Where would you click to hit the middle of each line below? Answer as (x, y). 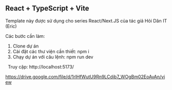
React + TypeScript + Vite (47, 8)
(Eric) (11, 26)
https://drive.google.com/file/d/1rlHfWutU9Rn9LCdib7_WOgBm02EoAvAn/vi (85, 77)
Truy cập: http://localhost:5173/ (41, 66)
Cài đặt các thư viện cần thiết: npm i (51, 51)
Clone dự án (26, 46)
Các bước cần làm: (25, 36)
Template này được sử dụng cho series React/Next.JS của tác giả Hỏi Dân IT (86, 20)
